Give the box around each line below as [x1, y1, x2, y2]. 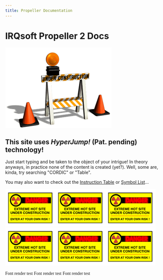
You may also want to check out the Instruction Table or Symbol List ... [5, 179, 149, 185]
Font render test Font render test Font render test [5, 271, 90, 276]
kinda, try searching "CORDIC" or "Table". [5, 169, 91, 175]
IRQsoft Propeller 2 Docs [5, 30, 109, 42]
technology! [5, 145, 44, 154]
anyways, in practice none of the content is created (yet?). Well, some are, [5, 164, 158, 170]
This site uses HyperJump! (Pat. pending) [5, 138, 137, 146]
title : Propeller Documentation [5, 8, 72, 13]
